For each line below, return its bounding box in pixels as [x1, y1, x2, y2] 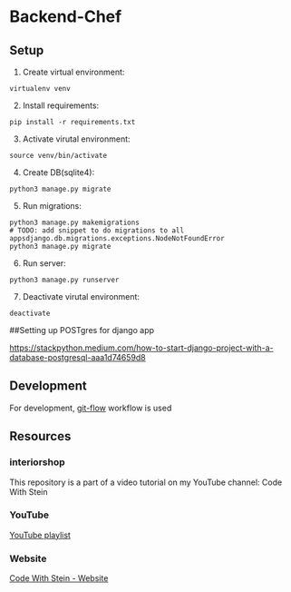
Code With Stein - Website [9, 573, 109, 584]
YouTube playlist [9, 529, 71, 540]
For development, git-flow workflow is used [9, 402, 172, 413]
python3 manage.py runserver [9, 275, 120, 284]
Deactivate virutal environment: [22, 291, 141, 301]
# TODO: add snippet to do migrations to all [9, 226, 184, 235]
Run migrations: [22, 201, 82, 211]
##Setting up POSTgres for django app [9, 325, 155, 335]
